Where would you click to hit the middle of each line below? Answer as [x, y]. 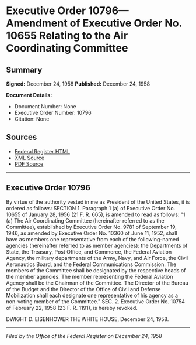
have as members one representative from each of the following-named [92, 239]
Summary [24, 69]
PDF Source [29, 164]
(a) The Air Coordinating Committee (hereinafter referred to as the [85, 220]
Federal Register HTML [42, 151]
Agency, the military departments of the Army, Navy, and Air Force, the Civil [97, 258]
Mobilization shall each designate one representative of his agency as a [92, 295]
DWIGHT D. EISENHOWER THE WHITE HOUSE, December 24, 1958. [87, 319]
